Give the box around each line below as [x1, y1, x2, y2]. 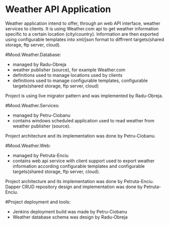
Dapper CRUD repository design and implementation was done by [5, 184, 143, 190]
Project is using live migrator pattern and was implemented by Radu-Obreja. [5, 93, 163, 99]
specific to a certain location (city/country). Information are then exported [5, 31, 159, 37]
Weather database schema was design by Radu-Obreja [12, 214, 128, 220]
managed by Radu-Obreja [12, 61, 67, 67]
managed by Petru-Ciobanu [12, 112, 71, 118]
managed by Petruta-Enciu [12, 152, 69, 158]
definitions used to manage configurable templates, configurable [12, 77, 148, 83]
